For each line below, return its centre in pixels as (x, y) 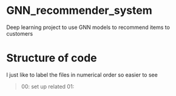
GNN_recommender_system (80, 11)
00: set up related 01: (48, 86)
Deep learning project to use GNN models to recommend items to (88, 27)
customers (20, 33)
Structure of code (52, 58)
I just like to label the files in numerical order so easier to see (82, 75)
